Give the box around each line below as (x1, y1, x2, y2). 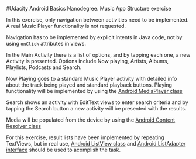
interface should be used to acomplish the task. (6, 146, 121, 153)
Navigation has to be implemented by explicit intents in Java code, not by (6, 34, 183, 40)
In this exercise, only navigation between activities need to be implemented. (6, 16, 189, 23)
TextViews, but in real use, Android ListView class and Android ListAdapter (6, 140, 186, 147)
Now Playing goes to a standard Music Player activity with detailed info (6, 75, 177, 82)
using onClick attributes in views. (6, 40, 87, 47)
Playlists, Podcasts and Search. (6, 64, 82, 71)
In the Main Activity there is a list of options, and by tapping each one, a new (6, 51, 191, 58)
